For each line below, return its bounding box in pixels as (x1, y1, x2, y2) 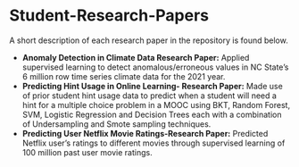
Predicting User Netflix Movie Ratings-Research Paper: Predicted (21, 128, 269, 138)
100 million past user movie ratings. (21, 146, 154, 157)
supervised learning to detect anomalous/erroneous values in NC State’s (21, 62, 289, 72)
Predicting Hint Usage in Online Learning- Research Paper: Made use (21, 80, 283, 91)
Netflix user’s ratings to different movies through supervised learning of (21, 138, 286, 148)
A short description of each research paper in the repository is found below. (9, 35, 288, 46)
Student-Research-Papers (9, 5, 210, 26)
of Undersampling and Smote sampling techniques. (21, 118, 212, 129)
